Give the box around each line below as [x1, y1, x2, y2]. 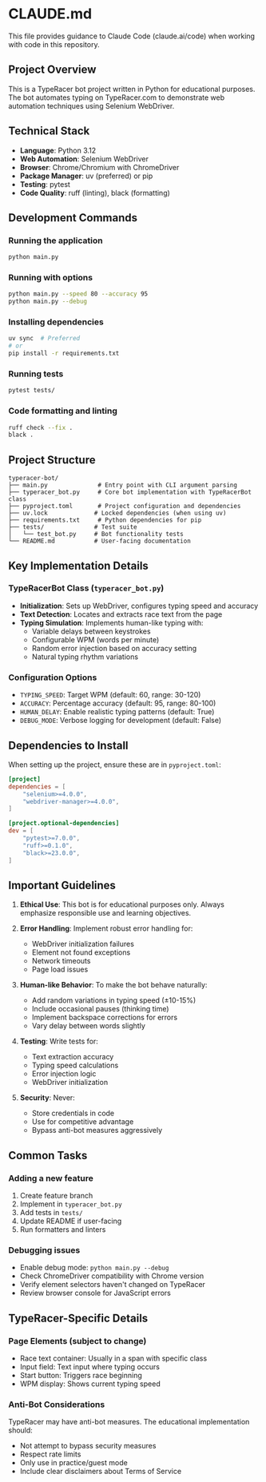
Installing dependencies [8, 316, 104, 328]
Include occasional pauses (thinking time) [31, 1004, 169, 1014]
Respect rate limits [19, 1449, 81, 1459]
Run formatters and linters [19, 1225, 106, 1234]
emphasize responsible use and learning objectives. [19, 908, 192, 918]
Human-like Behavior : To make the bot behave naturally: [19, 980, 208, 990]
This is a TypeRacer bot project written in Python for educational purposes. [8, 84, 256, 93]
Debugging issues [8, 1244, 81, 1255]
